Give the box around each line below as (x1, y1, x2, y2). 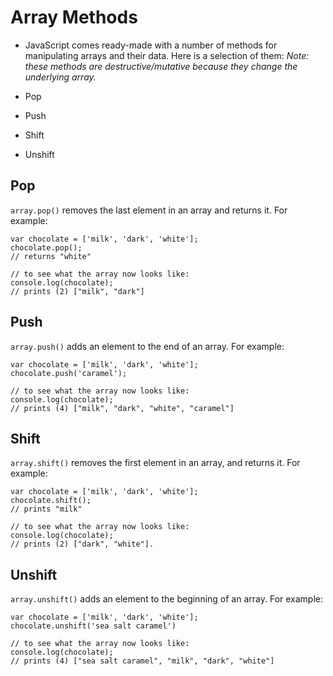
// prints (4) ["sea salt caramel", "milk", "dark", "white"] (10, 656, 275, 666)
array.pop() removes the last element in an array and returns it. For (10, 204, 288, 216)
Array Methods (10, 6, 138, 29)
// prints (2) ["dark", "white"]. (10, 539, 155, 550)
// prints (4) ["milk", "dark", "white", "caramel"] (10, 403, 235, 413)
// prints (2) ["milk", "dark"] (10, 286, 145, 296)
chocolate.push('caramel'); (10, 368, 128, 378)
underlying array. (24, 71, 97, 83)
